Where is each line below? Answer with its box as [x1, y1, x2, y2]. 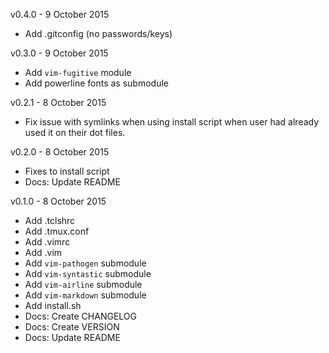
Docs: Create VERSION [24, 321, 120, 333]
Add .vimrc [24, 236, 71, 248]
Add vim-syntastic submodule [24, 268, 152, 279]
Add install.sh [24, 300, 82, 311]
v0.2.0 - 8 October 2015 [10, 146, 110, 158]
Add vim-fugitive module [24, 67, 132, 78]
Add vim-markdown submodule [24, 289, 147, 301]
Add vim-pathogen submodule [24, 257, 147, 269]
